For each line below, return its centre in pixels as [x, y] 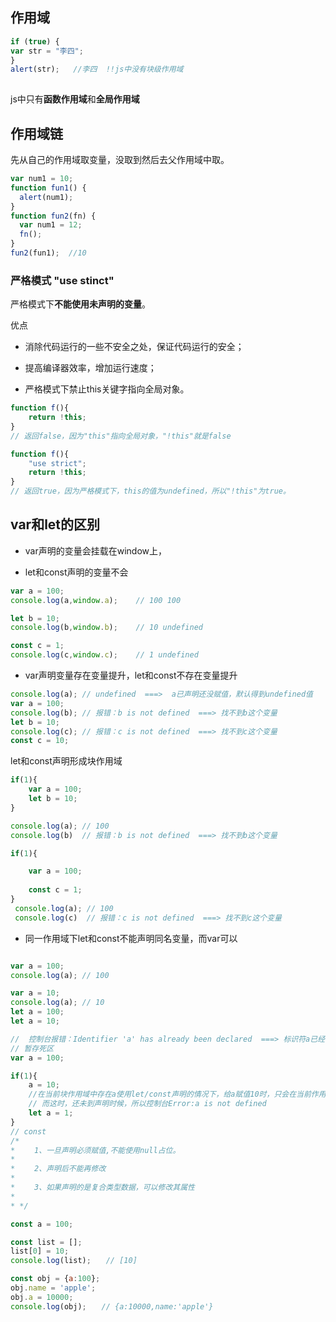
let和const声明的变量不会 [76, 572]
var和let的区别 [55, 524]
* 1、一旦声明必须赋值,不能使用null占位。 [95, 1150]
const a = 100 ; [42, 1224]
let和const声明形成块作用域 [66, 761]
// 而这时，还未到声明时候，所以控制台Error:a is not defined [147, 1104]
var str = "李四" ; [47, 51]
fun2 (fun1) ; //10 [48, 253]
